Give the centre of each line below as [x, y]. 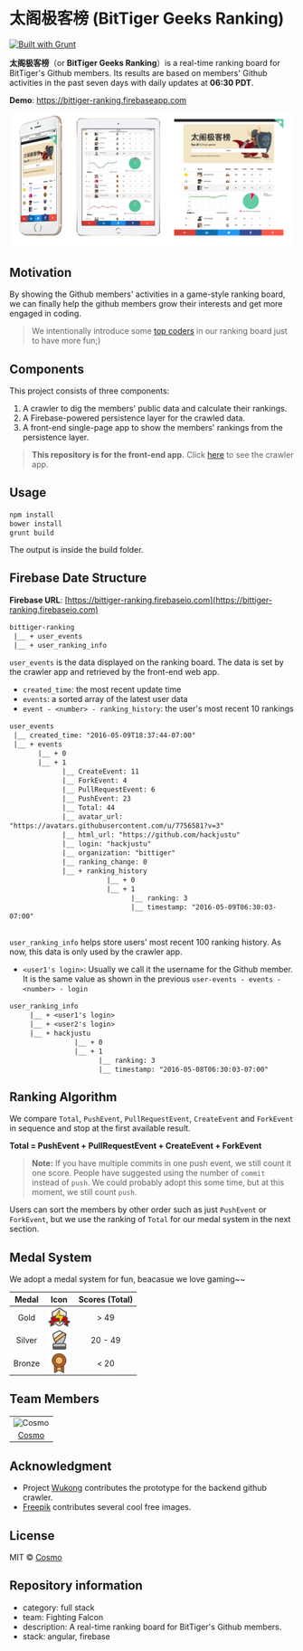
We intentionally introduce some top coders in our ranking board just [159, 331]
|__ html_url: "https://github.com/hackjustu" [151, 835]
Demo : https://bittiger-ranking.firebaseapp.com [98, 100]
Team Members [54, 1399]
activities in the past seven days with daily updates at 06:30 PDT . [132, 82]
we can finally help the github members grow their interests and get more [146, 304]
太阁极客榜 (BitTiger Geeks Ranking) [147, 19]
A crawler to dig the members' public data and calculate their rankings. [155, 409]
